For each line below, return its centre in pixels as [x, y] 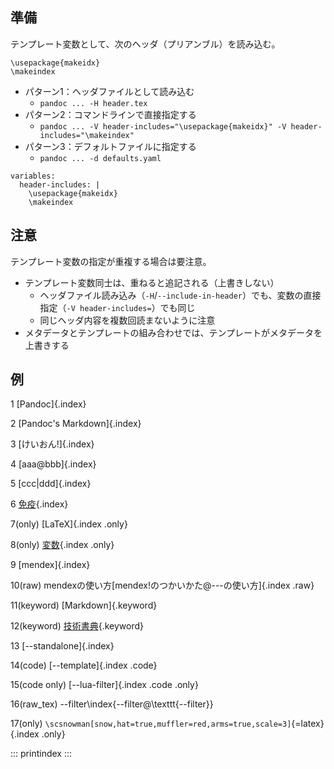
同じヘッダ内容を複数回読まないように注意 [127, 320]
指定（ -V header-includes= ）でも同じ [117, 307]
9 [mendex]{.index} [50, 565]
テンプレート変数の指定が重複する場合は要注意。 [111, 261]
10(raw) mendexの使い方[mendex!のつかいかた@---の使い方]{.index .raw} [162, 585]
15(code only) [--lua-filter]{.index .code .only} [104, 685]
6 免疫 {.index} [39, 504]
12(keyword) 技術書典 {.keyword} [77, 626]
